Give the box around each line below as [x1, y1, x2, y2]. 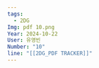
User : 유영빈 [7, 37, 41, 44]
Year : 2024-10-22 [7, 30, 58, 38]
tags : [7, 10, 23, 18]
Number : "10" [7, 43, 46, 50]
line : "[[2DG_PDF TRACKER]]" [7, 50, 93, 57]
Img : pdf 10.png [7, 23, 55, 30]
